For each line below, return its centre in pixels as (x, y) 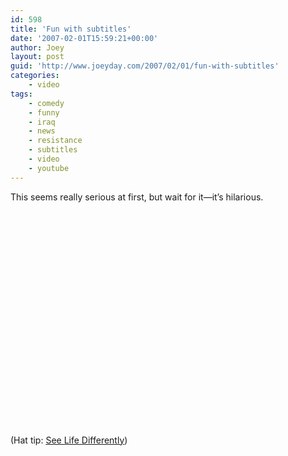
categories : (35, 76)
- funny (44, 112)
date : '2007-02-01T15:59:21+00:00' (84, 38)
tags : (21, 94)
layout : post (37, 57)
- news (42, 131)
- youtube (49, 168)
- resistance (55, 141)
